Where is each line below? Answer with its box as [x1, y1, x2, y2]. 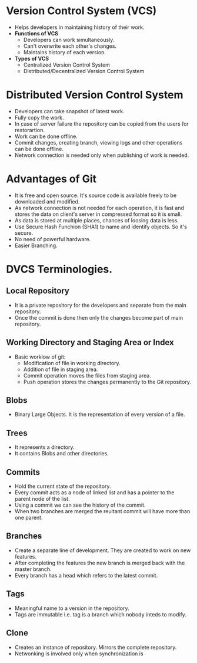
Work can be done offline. [14, 133, 78, 140]
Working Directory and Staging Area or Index [6, 337, 175, 347]
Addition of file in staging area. [23, 366, 98, 373]
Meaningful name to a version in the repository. [14, 605, 129, 612]
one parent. [14, 514, 43, 521]
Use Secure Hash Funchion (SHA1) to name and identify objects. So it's [14, 223, 187, 230]
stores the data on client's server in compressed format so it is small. [14, 211, 182, 218]
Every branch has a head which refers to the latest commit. [14, 572, 158, 579]
